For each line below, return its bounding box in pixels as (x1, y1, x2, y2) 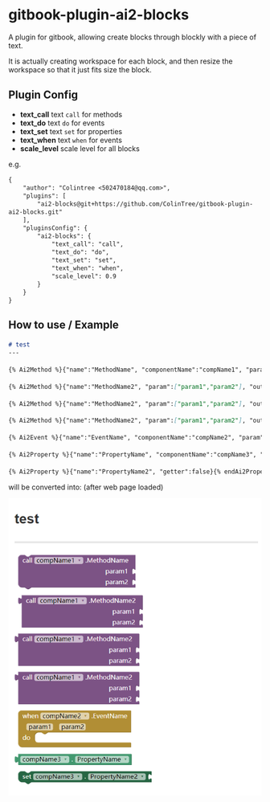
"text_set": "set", (51, 256, 117, 264)
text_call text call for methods (19, 109, 123, 119)
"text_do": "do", (51, 248, 110, 256)
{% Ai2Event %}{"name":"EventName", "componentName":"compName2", (8, 434, 235, 442)
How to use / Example (8, 318, 119, 332)
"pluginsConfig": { (22, 223, 88, 232)
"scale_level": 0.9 (51, 272, 117, 280)
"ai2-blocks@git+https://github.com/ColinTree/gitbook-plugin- (37, 199, 253, 208)
